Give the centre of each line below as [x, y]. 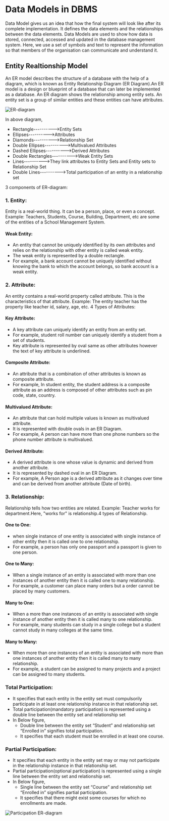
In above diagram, [24, 119]
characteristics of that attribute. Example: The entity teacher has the [76, 301]
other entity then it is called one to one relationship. [66, 541]
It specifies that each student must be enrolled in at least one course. [92, 736]
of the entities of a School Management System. [55, 222]
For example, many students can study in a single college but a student [87, 625]
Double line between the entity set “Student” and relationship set [88, 725]
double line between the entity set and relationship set [69, 714]
